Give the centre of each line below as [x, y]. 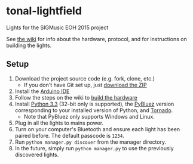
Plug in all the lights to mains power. [59, 123]
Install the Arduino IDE [42, 91]
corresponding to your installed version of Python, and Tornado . [94, 110]
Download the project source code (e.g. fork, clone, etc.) [85, 78]
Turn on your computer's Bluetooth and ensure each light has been [97, 129]
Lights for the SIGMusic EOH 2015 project [57, 27]
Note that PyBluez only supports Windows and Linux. [89, 116]
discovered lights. [37, 154]
